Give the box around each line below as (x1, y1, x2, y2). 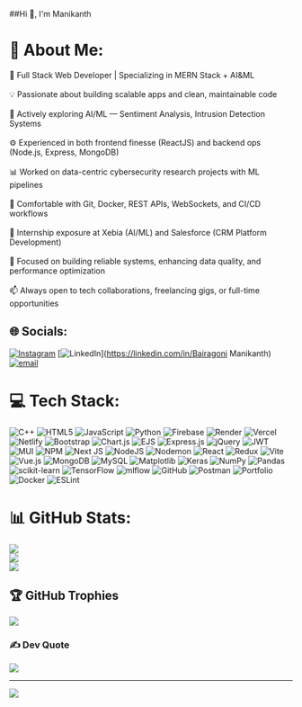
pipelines (9, 179, 43, 190)
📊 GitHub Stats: (9, 507, 132, 528)
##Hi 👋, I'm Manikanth (9, 9, 92, 19)
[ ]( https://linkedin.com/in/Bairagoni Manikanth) (57, 347, 271, 359)
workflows (9, 208, 49, 219)
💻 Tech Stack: (9, 390, 120, 411)
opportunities (9, 298, 59, 309)
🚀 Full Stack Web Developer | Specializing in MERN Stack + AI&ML (9, 69, 254, 80)
